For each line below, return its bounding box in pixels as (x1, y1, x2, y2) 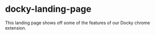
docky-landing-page (5, 3, 92, 15)
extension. (5, 25, 27, 31)
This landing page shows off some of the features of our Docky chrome (5, 20, 150, 26)
